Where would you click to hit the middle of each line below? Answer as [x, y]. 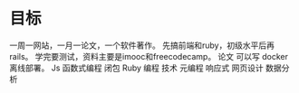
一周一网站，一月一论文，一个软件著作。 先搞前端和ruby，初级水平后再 [142, 45]
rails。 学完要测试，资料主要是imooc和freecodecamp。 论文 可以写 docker [149, 56]
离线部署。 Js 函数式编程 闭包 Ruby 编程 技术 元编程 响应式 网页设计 [137, 68]
